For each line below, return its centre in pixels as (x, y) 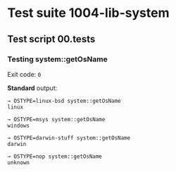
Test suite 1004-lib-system (88, 13)
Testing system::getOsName (57, 59)
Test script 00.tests (51, 39)
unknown (19, 162)
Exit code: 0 (24, 74)
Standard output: (32, 88)
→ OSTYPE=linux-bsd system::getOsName (64, 101)
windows (19, 125)
